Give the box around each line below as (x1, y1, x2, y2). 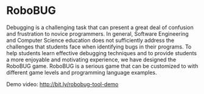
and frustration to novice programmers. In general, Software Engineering (6, 30, 189, 37)
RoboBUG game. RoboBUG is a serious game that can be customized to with (6, 62, 199, 70)
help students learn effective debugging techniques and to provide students (6, 49, 197, 56)
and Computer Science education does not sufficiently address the (6, 36, 175, 44)
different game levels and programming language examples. (6, 69, 157, 76)
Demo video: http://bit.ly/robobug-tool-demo (6, 80, 119, 88)
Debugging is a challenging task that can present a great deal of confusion (6, 24, 194, 31)
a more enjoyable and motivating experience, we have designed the (6, 56, 177, 63)
